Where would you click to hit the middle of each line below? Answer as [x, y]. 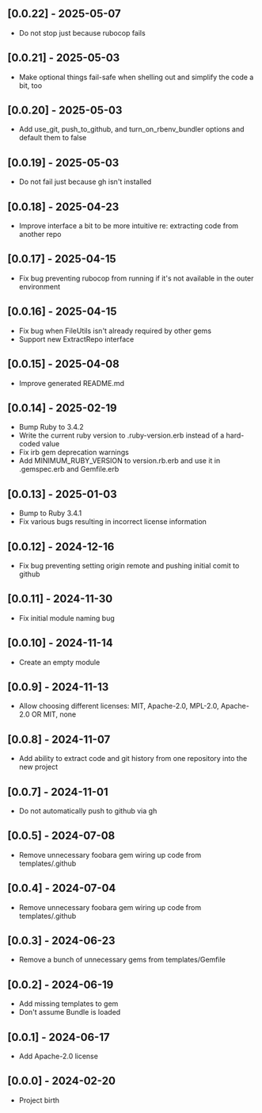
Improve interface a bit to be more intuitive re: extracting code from [129, 226]
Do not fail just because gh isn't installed [85, 182]
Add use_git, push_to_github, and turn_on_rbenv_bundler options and [131, 129]
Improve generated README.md [71, 383]
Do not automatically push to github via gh [88, 811]
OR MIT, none [54, 714]
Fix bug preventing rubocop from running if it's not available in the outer [136, 278]
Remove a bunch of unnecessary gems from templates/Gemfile [122, 960]
